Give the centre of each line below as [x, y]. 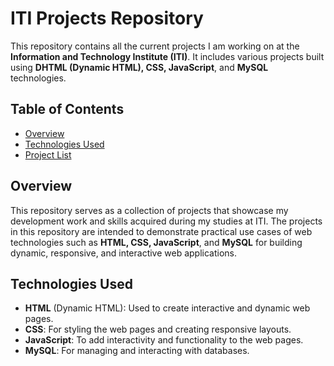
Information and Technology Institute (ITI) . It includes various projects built [167, 56]
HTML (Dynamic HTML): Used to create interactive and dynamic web [167, 308]
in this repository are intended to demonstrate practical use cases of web [161, 231]
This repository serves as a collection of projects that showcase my [149, 210]
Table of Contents [67, 109]
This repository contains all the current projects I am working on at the [155, 46]
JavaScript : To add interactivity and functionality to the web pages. [164, 340]
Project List [48, 154]
